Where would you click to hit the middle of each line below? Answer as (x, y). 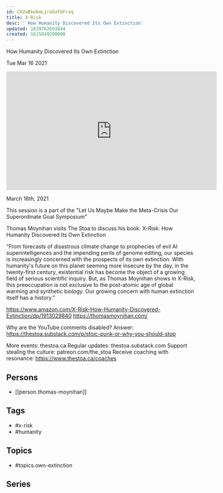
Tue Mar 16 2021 (27, 63)
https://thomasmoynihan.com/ (111, 316)
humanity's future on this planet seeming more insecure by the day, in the (97, 266)
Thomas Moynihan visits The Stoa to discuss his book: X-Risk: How (90, 228)
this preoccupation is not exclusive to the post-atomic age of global (90, 285)
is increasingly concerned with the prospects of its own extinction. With (95, 259)
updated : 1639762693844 (36, 29)
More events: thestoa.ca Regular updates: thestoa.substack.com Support (97, 346)
